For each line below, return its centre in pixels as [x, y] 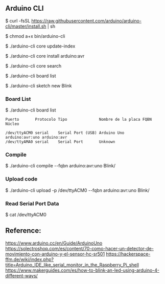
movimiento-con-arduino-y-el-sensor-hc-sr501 [55, 254]
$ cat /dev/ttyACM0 [26, 215]
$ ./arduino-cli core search [33, 65]
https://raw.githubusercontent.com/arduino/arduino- [87, 20]
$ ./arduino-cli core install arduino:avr [45, 56]
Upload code [21, 179]
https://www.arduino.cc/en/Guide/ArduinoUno [54, 243]
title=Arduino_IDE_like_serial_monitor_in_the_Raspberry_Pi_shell [72, 265]
